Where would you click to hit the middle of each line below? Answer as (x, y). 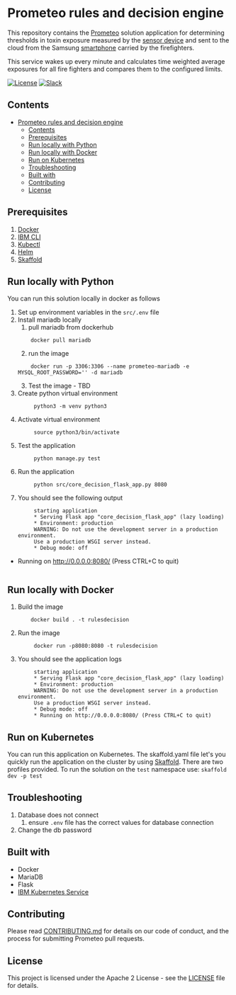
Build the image (40, 607)
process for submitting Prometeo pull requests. (76, 939)
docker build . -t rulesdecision (80, 620)
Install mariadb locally (49, 320)
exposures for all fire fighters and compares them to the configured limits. (115, 69)
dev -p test (25, 776)
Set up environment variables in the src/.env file (88, 313)
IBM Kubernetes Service (53, 892)
